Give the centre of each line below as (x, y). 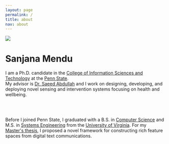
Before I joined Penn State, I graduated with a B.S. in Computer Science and (85, 120)
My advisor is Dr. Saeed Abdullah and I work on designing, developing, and (84, 84)
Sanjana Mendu (39, 59)
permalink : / (19, 15)
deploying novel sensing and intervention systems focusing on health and (82, 89)
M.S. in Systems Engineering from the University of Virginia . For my (76, 125)
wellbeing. (16, 95)
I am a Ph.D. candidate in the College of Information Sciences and (74, 73)
